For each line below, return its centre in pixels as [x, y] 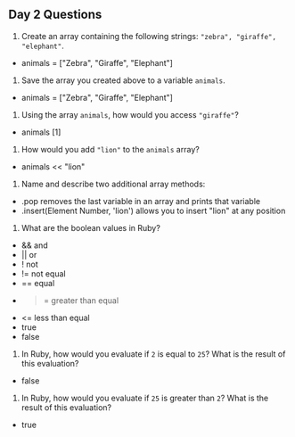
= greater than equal [81, 300]
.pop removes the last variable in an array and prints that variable [140, 201]
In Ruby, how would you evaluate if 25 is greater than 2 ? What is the [145, 398]
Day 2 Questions [55, 15]
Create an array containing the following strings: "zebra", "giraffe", [149, 36]
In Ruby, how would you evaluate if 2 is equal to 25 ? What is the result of [153, 354]
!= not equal [43, 273]
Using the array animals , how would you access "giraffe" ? [130, 114]
